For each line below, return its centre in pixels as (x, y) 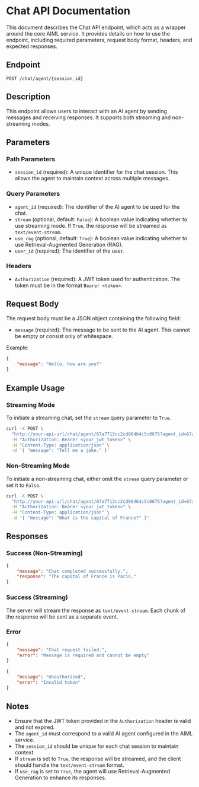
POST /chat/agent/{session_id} (45, 78)
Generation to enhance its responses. (60, 778)
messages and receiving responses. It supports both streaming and (89, 117)
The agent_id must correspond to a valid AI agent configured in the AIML (104, 733)
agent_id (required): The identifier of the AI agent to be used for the (97, 206)
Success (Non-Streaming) (45, 553)
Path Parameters (31, 159)
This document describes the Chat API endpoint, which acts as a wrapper (96, 27)
